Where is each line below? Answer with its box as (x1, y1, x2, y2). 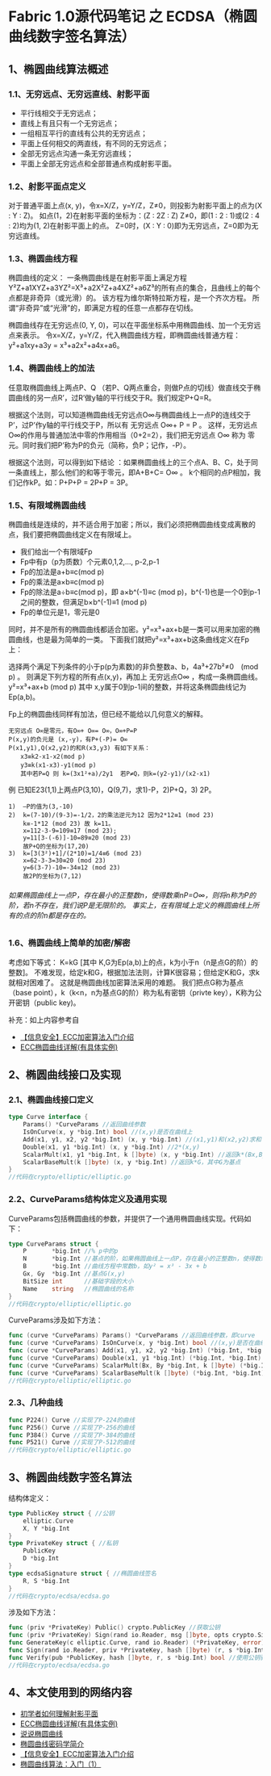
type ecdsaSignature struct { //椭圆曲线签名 (8, 1569, 157, 1577)
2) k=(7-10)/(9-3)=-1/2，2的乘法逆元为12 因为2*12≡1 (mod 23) (8, 811, 215, 819)
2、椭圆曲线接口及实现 (8, 1068, 122, 1082)
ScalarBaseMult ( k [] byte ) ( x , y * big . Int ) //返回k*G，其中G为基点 (23, 1158, 241, 1167)
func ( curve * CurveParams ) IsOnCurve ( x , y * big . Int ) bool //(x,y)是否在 (8, 1339, 254, 1347)
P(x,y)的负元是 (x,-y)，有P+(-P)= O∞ (8, 735, 127, 743)
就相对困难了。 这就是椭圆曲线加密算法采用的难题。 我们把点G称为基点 (8, 978, 244, 987)
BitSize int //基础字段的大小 (23, 1277, 134, 1285)
